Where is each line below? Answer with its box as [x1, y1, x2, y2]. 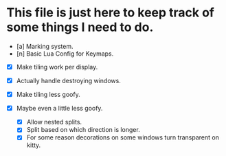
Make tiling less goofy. [16, 91, 80, 99]
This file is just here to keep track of [6, 5, 214, 21]
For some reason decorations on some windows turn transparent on [26, 133, 219, 142]
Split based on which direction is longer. [26, 126, 140, 134]
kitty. [26, 141, 41, 149]
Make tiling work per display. [16, 63, 98, 71]
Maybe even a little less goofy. [16, 104, 103, 113]
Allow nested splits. [26, 118, 82, 126]
